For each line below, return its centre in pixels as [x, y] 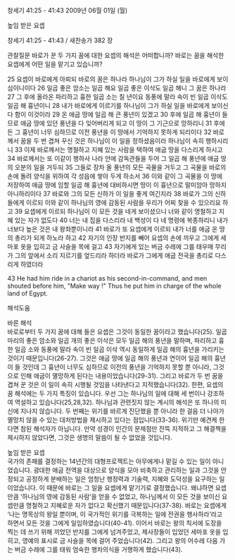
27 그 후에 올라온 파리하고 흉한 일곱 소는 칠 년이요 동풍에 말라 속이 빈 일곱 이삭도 [118, 97]
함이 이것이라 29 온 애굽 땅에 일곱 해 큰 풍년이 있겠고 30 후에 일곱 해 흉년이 [118, 114]
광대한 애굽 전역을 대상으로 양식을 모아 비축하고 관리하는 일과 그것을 [126, 470]
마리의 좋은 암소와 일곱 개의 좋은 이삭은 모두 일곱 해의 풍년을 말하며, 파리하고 [112, 340]
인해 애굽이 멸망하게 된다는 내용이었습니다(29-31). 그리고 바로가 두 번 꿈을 [122, 376]
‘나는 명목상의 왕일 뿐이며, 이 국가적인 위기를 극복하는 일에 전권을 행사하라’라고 [115, 514]
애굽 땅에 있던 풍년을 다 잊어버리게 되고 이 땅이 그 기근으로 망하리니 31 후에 [122, 123]
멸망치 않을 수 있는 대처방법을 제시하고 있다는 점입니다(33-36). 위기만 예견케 [112, 420]
